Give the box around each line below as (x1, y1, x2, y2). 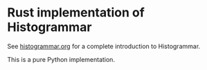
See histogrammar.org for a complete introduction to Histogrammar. (7, 42, 201, 50)
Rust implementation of (7, 5, 145, 21)
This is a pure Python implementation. (7, 55, 116, 63)
